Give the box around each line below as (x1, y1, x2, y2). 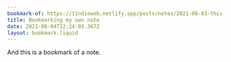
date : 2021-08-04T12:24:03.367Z (7, 23, 100, 30)
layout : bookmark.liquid (7, 29, 78, 37)
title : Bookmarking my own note (7, 17, 100, 23)
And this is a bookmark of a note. (7, 48, 101, 56)
